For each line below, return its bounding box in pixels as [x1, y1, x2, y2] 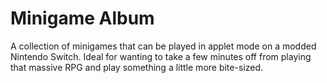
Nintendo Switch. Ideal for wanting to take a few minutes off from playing [10, 50, 312, 62]
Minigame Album [10, 7, 155, 30]
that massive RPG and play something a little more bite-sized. [10, 61, 263, 73]
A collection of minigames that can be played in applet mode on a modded [10, 40, 317, 52]
